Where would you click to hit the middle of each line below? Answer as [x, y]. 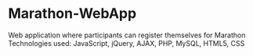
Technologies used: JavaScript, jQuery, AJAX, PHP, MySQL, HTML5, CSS [127, 43]
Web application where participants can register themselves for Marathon [127, 35]
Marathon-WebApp [72, 14]
